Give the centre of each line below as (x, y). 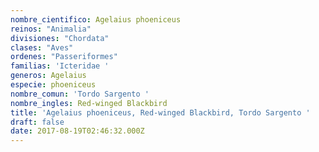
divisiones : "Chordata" (60, 38)
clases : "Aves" (42, 47)
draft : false (37, 122)
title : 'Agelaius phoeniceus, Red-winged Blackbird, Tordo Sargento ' (160, 112)
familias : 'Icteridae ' (60, 66)
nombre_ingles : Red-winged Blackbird (89, 103)
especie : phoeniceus (53, 85)
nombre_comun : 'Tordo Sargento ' (80, 94)
